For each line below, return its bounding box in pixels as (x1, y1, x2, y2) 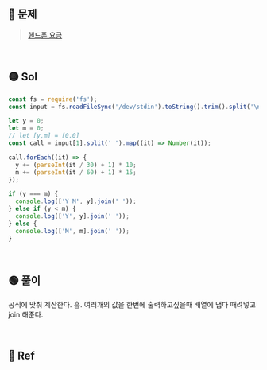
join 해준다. (8, 310, 44, 320)
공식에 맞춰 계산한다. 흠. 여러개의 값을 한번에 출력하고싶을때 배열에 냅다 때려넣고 (8, 300, 257, 310)
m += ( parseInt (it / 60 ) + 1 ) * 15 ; (15, 168, 137, 177)
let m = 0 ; (8, 124, 44, 133)
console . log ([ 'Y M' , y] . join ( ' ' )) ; (15, 197, 137, 205)
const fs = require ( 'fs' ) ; (8, 95, 98, 103)
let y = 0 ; (8, 117, 44, 125)
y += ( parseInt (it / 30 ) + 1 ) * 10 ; (15, 161, 137, 169)
